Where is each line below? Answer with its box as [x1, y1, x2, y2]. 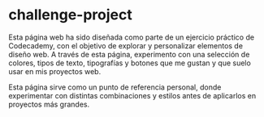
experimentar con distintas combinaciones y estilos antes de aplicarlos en [8, 90, 257, 100]
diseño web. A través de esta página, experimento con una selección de [8, 49, 250, 59]
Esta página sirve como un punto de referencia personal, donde [8, 82, 222, 92]
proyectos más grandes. [8, 99, 90, 109]
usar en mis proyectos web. [8, 66, 102, 76]
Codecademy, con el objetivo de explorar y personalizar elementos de [8, 40, 244, 50]
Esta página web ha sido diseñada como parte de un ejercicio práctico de [8, 32, 254, 42]
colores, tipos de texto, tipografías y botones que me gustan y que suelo [8, 58, 252, 68]
